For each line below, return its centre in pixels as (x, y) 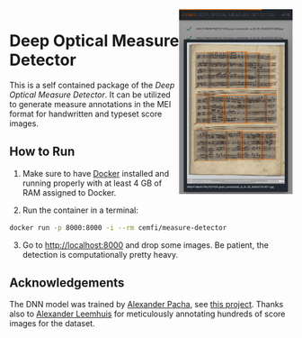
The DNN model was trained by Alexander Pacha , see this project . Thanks (147, 305)
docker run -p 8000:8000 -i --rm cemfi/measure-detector (118, 228)
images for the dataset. (53, 324)
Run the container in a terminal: (80, 210)
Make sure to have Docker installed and (95, 173)
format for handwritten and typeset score (86, 114)
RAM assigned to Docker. (69, 192)
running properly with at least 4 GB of (92, 183)
